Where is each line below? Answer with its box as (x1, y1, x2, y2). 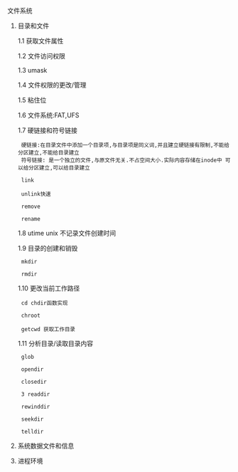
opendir (21, 366, 44, 373)
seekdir (21, 416, 44, 423)
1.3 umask (17, 66, 48, 74)
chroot (21, 312, 40, 319)
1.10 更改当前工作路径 (17, 284, 80, 293)
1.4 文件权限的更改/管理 (17, 80, 87, 89)
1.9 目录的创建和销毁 (17, 244, 78, 252)
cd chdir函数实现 (21, 300, 68, 307)
